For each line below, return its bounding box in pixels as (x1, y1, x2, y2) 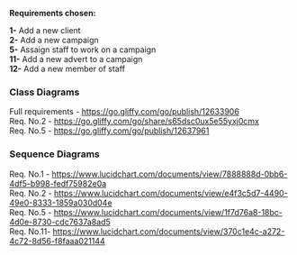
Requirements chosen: (9, 8, 96, 18)
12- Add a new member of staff (9, 63, 126, 74)
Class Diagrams (9, 86, 80, 98)
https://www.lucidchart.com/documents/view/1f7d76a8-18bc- (53, 206, 283, 217)
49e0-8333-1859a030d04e (9, 197, 112, 208)
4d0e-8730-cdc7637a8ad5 (9, 216, 111, 227)
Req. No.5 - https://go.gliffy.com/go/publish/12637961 (9, 125, 210, 136)
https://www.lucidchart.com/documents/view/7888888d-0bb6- (51, 168, 288, 179)
